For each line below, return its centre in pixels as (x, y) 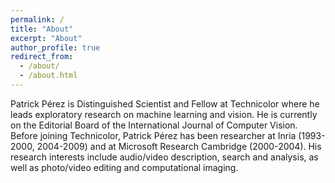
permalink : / (37, 19)
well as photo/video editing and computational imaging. (124, 167)
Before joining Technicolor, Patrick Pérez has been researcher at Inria (153, 135)
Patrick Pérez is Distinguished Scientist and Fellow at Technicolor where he (165, 103)
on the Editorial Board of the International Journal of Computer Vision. (154, 125)
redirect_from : (42, 57)
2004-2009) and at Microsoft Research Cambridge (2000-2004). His (179, 146)
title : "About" (42, 29)
